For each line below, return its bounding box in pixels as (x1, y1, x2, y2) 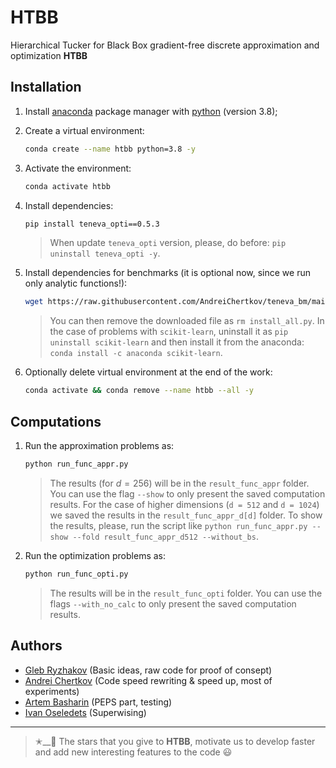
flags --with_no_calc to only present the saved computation (49, 597, 297, 610)
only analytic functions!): (24, 277, 128, 290)
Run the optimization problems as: (24, 549, 167, 561)
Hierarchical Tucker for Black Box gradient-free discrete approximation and (10, 39, 320, 51)
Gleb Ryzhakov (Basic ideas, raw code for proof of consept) (24, 664, 273, 676)
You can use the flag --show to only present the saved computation (49, 487, 326, 500)
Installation (10, 79, 82, 96)
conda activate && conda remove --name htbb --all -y (24, 386, 254, 396)
